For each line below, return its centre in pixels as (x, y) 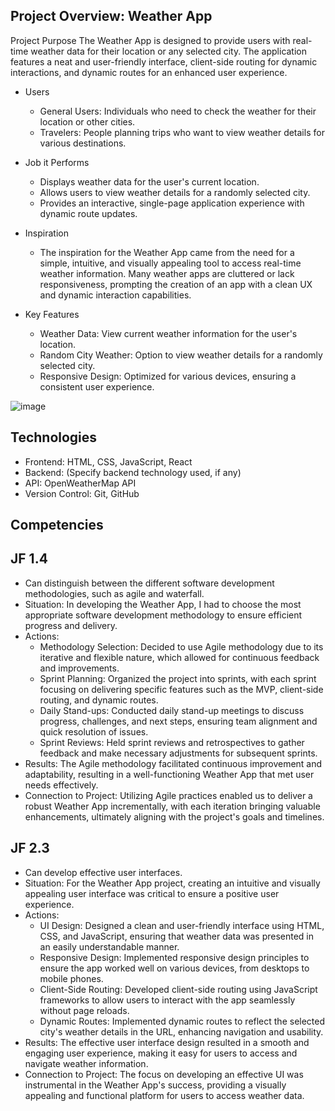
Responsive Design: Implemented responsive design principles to (174, 957)
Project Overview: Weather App (111, 16)
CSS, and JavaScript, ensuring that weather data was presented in (177, 936)
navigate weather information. (86, 1063)
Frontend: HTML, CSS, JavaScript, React (108, 461)
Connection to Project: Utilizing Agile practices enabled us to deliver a (168, 795)
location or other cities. (87, 121)
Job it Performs (57, 162)
